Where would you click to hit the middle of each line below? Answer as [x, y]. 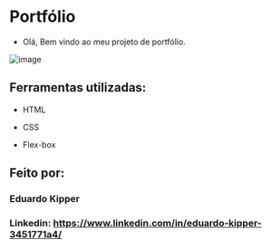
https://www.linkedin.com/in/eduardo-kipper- [157, 223]
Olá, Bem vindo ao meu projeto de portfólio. [104, 42]
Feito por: [37, 173]
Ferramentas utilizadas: [78, 88]
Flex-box [39, 144]
